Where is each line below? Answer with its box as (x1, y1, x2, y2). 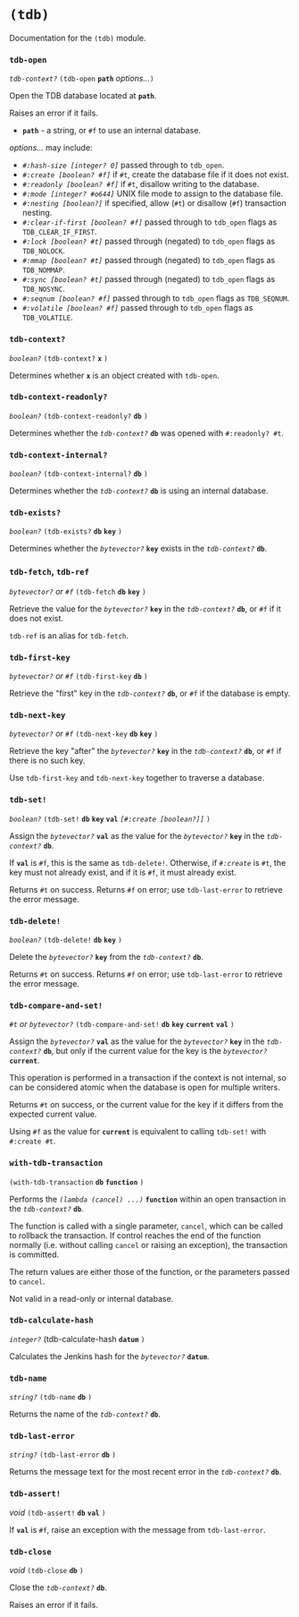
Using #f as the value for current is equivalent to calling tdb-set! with (9, 1126, 267, 1137)
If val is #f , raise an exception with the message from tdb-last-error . (9, 1524, 266, 1535)
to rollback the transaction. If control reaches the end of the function (9, 1229, 262, 1241)
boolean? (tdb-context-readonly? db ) (9, 412, 149, 421)
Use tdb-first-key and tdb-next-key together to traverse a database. (9, 773, 265, 783)
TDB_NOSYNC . (21, 284, 65, 295)
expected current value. (9, 1108, 97, 1120)
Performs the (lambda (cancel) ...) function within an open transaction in (9, 1193, 287, 1204)
